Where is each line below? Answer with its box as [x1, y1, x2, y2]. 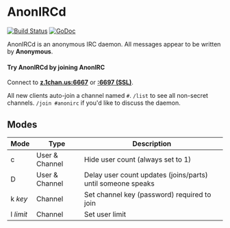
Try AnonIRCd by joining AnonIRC [7, 63, 105, 71]
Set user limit [84, 210, 127, 219]
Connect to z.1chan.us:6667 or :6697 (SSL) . [7, 78, 133, 86]
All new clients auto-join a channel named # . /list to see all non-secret [7, 92, 209, 100]
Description [132, 138, 172, 148]
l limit [10, 210, 28, 219]
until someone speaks [84, 179, 155, 188]
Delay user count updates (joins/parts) [84, 170, 208, 179]
